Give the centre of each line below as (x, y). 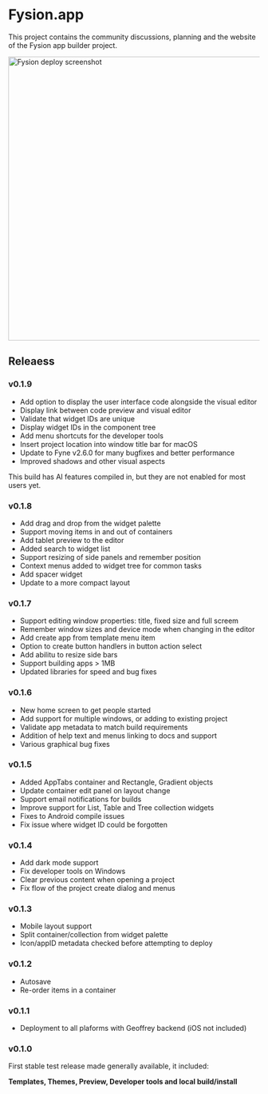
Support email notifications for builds (81, 799)
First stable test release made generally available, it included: (108, 1066)
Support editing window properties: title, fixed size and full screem (129, 621)
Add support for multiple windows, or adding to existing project (124, 718)
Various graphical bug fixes (65, 744)
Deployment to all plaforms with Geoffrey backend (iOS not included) (133, 1028)
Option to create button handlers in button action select (110, 646)
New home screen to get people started (85, 710)
